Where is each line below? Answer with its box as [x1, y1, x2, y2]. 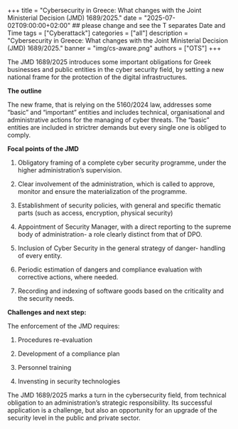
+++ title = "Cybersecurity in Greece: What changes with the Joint [7, 6, 202, 14]
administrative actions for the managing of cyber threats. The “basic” [7, 115, 210, 124]
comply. [7, 131, 31, 139]
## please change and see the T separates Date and [72, 21, 226, 29]
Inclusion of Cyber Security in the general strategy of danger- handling [17, 244, 226, 252]
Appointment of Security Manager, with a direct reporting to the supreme [17, 222, 232, 231]
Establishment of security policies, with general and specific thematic [17, 201, 222, 210]
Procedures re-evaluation [17, 336, 93, 344]
